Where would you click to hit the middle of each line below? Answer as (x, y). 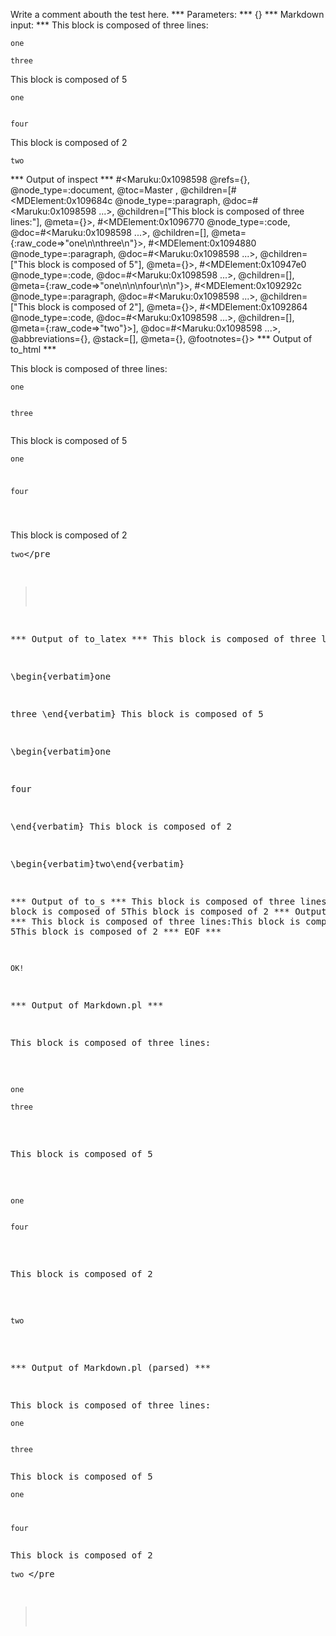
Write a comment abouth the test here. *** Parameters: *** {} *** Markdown (167, 14)
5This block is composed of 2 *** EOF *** (116, 931)
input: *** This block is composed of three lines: (109, 25)
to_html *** (33, 349)
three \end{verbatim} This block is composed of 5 (137, 713)
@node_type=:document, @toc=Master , (94, 190)
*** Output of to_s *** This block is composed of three (153, 901)
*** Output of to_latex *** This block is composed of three (163, 638)
